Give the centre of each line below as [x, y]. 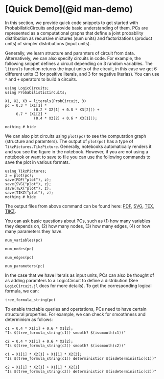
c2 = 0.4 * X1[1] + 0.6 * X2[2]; [39, 341]
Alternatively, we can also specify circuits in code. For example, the [73, 58]
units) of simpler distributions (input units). [48, 43]
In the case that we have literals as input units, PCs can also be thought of [80, 275]
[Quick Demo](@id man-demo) [69, 9]
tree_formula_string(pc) [30, 300]
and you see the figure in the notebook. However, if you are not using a [77, 151]
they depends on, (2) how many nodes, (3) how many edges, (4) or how [78, 226]
